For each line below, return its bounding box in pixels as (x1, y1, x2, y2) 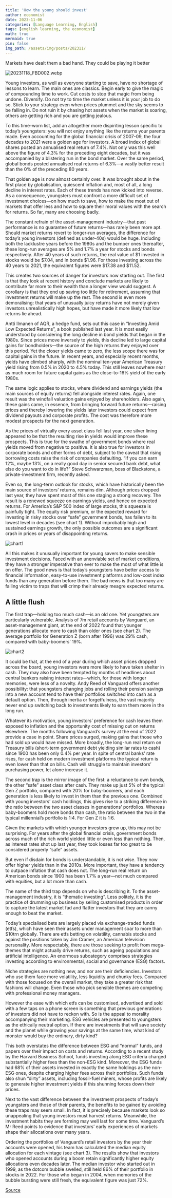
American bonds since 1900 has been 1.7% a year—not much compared (5, 873, 158, 879)
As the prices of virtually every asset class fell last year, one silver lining (5, 427, 158, 434)
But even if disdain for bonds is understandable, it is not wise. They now (5, 857, 158, 863)
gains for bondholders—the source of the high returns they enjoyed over (5, 342, 159, 348)
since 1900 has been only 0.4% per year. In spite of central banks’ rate (5, 750, 155, 756)
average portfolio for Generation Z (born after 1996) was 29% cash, (5, 633, 148, 639)
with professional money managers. (5, 990, 81, 996)
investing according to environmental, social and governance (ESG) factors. (5, 958, 165, 964)
